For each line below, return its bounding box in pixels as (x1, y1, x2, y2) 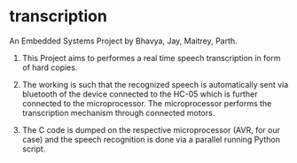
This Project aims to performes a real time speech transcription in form (21, 52, 281, 63)
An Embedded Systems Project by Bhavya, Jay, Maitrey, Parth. (9, 35, 238, 46)
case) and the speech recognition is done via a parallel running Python (21, 134, 281, 144)
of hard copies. (21, 62, 78, 73)
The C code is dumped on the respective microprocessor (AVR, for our (21, 124, 281, 135)
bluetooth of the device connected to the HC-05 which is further (21, 89, 258, 99)
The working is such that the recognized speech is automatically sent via (21, 79, 289, 89)
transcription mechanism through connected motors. (21, 107, 215, 118)
